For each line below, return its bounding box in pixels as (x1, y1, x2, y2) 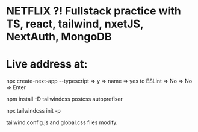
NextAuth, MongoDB (6, 30, 112, 43)
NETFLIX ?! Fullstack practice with (6, 4, 182, 18)
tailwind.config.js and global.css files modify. (6, 119, 118, 126)
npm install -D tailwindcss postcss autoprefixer (6, 95, 123, 103)
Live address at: (6, 57, 88, 71)
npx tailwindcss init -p (6, 107, 61, 115)
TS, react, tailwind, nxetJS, (6, 17, 144, 31)
